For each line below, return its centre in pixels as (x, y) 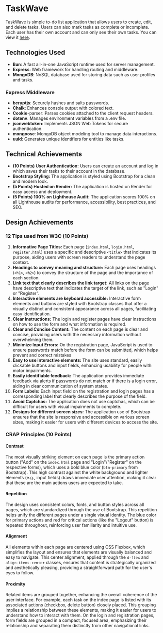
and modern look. (30, 181)
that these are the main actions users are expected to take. (64, 483)
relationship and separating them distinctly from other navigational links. (78, 626)
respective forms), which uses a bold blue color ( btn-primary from (72, 467)
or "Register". (26, 293)
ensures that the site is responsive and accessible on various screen (81, 417)
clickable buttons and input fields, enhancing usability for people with (82, 365)
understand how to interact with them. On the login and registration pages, (80, 615)
